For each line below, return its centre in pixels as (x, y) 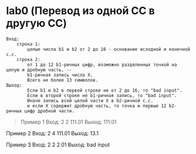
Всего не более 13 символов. (63, 80)
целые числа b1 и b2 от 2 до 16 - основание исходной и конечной (109, 49)
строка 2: (29, 59)
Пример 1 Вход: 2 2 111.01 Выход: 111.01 (68, 122)
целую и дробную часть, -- (39, 70)
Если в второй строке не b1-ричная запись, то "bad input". (102, 95)
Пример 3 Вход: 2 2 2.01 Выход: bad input (58, 145)
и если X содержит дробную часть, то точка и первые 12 (97, 106)
